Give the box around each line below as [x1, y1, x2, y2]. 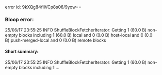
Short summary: [5, 48, 39, 54]
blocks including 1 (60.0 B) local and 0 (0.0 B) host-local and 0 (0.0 [18, 32, 153, 38]
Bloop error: [5, 16, 34, 23]
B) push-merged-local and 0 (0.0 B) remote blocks [5, 37, 106, 43]
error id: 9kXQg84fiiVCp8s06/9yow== [5, 4, 81, 10]
